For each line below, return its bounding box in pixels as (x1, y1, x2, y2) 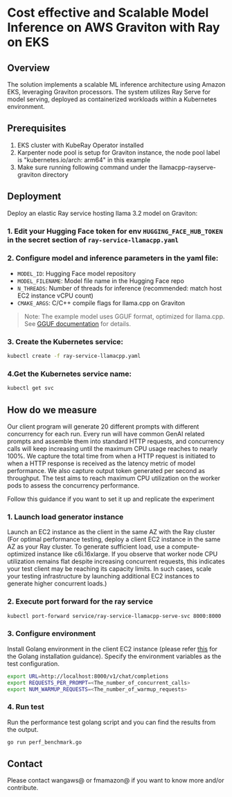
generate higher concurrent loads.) (7, 579, 107, 588)
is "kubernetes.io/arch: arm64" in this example (17, 155, 151, 164)
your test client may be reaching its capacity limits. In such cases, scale (7, 565, 212, 573)
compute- (171, 542, 200, 551)
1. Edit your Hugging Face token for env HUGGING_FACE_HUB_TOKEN (7, 226, 223, 236)
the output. (7, 725, 39, 733)
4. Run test (7, 702, 45, 712)
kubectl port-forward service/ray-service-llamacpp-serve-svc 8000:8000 (7, 612, 222, 619)
